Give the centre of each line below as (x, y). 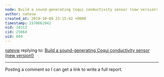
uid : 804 (14, 37)
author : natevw (20, 14)
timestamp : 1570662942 (28, 23)
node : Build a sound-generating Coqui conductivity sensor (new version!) (83, 9)
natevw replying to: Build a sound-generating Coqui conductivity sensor (77, 50)
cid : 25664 (16, 32)
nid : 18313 (16, 28)
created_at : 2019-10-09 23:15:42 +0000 (46, 18)
